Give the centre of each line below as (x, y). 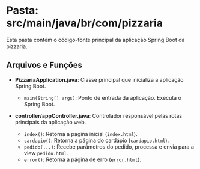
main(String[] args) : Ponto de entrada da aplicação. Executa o (103, 97)
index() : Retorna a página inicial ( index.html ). (80, 134)
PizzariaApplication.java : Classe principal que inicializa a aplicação (99, 79)
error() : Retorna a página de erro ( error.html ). (83, 159)
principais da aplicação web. (50, 122)
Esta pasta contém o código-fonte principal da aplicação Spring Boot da (95, 40)
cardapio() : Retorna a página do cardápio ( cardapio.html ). (96, 140)
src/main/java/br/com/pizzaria (85, 23)
